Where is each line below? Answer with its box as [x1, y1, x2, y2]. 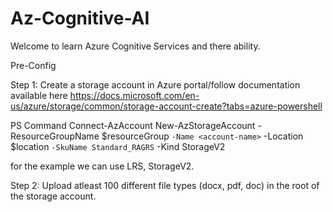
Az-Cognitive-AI [10, 7, 150, 30]
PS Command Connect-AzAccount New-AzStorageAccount [10, 119, 256, 131]
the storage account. [10, 190, 97, 202]
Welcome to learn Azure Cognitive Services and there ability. [10, 40, 261, 52]
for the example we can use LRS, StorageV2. [10, 160, 195, 172]
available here [10, 89, 68, 101]
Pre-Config [10, 59, 57, 71]
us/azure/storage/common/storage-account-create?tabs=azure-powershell [10, 100, 323, 112]
